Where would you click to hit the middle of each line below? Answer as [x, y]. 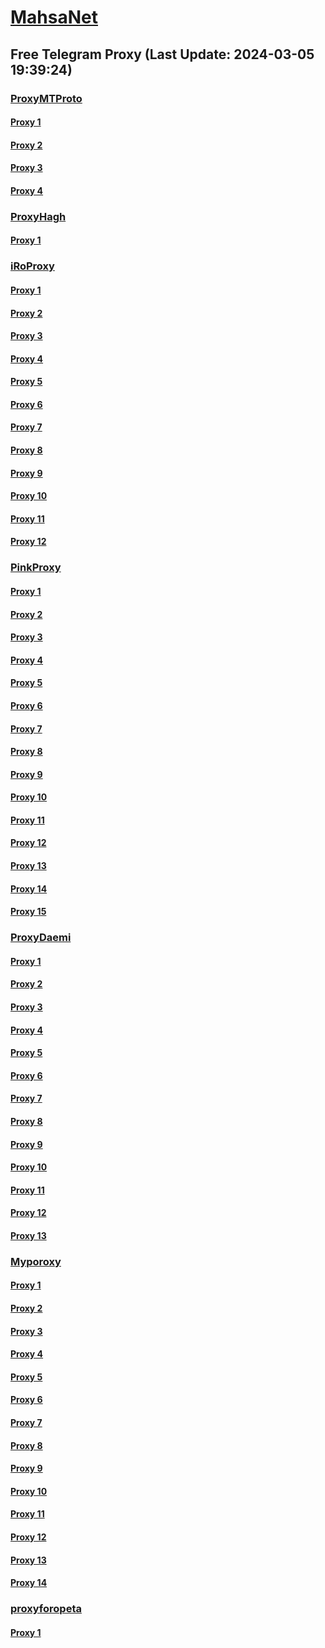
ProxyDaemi [41, 938]
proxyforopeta [46, 1609]
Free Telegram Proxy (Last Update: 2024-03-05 [162, 54]
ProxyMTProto [46, 98]
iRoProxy [32, 266]
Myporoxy [36, 1261]
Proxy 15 [28, 912]
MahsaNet [54, 17]
